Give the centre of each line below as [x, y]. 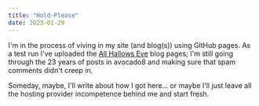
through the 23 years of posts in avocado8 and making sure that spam [122, 62]
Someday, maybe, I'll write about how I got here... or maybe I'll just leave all [130, 85]
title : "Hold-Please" [44, 15]
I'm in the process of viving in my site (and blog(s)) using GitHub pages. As [129, 45]
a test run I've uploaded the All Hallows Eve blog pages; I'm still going [121, 53]
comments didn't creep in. [51, 70]
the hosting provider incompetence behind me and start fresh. [109, 93]
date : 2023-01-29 [36, 23]
